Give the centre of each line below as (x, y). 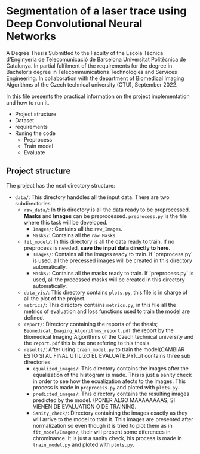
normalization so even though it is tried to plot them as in (102, 425)
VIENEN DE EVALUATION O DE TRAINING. (84, 406)
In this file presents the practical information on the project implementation (98, 96)
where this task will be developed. (66, 222)
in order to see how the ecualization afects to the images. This (109, 381)
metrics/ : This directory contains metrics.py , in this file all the (100, 305)
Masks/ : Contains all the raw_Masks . (75, 235)
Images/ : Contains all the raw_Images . (78, 229)
